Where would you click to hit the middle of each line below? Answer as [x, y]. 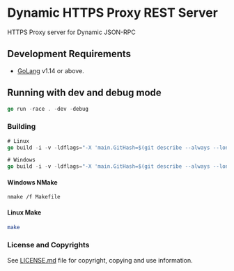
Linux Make [24, 212]
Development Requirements [69, 54]
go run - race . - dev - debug [48, 109]
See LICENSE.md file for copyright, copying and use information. [100, 260]
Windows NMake [32, 182]
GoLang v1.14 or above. [51, 70]
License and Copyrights [48, 245]
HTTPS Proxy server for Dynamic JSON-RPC [71, 32]
